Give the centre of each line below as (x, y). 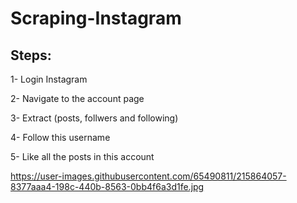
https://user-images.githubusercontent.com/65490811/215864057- (148, 176)
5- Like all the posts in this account (82, 156)
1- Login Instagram (49, 79)
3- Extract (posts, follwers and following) (94, 118)
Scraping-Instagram (96, 18)
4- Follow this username (60, 137)
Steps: (31, 55)
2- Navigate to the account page (77, 98)
